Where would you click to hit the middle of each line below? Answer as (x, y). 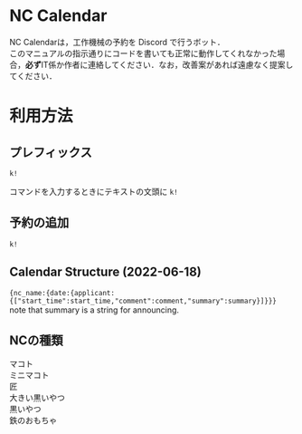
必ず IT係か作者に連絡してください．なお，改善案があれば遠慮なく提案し (160, 64)
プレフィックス (51, 152)
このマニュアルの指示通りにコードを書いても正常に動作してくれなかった (143, 53)
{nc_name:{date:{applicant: (62, 293)
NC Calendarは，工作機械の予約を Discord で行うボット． (118, 42)
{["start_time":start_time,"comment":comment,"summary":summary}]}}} (143, 301)
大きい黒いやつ (37, 398)
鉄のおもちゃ (33, 420)
